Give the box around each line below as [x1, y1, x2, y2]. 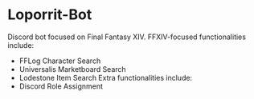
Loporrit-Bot [7, 6, 92, 24]
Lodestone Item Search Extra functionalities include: [18, 73, 193, 82]
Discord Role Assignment [18, 81, 104, 91]
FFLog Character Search [18, 56, 101, 65]
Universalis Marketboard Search [18, 64, 126, 73]
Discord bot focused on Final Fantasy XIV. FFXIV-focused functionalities [7, 32, 247, 42]
